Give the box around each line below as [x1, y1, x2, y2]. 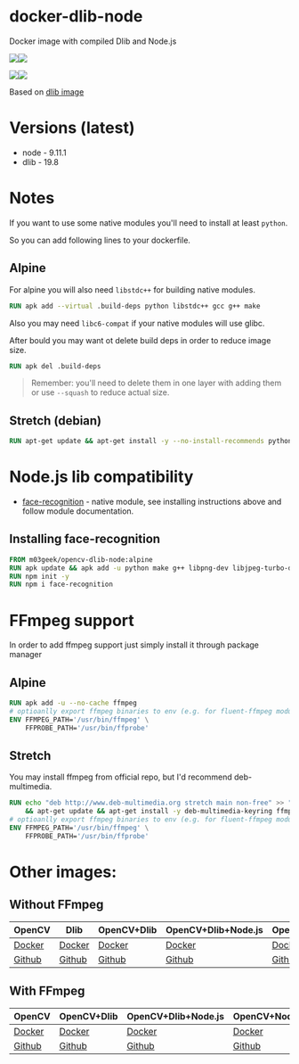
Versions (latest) [9, 118, 135, 138]
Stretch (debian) [9, 413, 102, 428]
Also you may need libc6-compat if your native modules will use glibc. [9, 318, 265, 328]
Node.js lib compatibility [9, 466, 194, 487]
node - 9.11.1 [21, 147, 67, 158]
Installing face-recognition [9, 532, 161, 547]
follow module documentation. [21, 506, 134, 516]
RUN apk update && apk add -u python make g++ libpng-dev [9, 564, 229, 573]
